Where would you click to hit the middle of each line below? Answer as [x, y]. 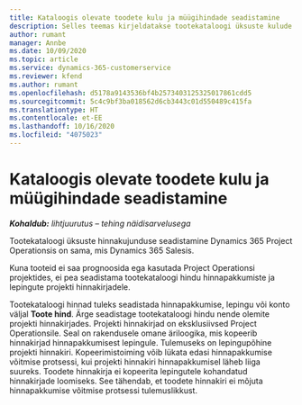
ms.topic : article [44, 59]
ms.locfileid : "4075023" [56, 135]
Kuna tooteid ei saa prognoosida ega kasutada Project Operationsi [132, 267]
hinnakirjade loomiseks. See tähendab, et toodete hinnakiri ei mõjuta [136, 381]
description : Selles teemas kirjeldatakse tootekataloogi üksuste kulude [151, 26]
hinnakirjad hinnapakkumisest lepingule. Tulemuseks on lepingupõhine [141, 342]
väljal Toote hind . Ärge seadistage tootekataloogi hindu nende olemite [140, 314]
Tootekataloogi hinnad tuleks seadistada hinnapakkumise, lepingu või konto [150, 304]
